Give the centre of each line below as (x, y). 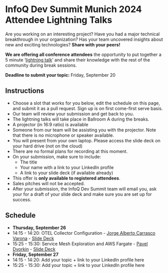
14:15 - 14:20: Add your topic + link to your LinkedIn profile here (78, 260)
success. (22, 199)
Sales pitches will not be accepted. (49, 183)
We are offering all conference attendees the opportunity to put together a (83, 54)
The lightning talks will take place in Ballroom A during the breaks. (81, 119)
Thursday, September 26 (39, 228)
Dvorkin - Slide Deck (34, 249)
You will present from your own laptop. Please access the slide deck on (87, 140)
